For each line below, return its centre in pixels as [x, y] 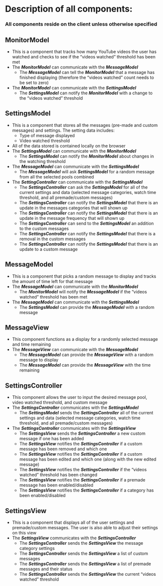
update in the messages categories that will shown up [73, 208]
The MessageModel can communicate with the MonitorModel [75, 286]
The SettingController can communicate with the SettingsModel [77, 182]
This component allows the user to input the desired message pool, [80, 397]
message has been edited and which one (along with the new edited [88, 459]
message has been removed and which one [63, 449]
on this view [24, 533]
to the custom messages [44, 228]
